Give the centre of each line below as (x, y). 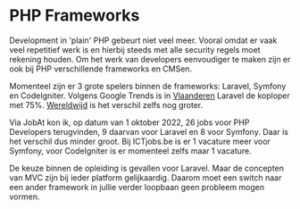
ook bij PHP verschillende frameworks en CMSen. (101, 69)
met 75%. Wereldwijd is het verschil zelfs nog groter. (106, 104)
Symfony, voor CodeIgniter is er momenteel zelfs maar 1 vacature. (130, 150)
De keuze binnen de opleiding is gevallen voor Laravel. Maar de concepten (146, 168)
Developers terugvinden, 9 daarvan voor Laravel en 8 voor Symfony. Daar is (149, 131)
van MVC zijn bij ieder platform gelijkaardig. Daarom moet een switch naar (146, 177)
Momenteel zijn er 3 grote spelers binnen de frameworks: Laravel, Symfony (148, 86)
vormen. (25, 196)
